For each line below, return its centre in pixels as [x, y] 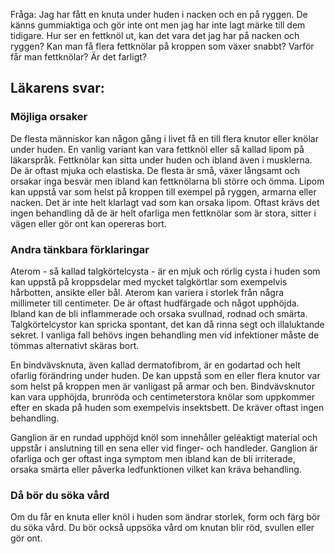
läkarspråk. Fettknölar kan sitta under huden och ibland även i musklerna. [161, 160]
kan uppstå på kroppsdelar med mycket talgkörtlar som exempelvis [149, 281]
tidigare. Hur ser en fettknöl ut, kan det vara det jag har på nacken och [155, 35]
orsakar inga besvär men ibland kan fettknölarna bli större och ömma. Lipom [167, 181]
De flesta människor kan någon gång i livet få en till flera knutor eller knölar [164, 138]
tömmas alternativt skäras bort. [75, 345]
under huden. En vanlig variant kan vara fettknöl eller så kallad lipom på [157, 149]
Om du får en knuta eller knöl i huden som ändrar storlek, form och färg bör [165, 517]
